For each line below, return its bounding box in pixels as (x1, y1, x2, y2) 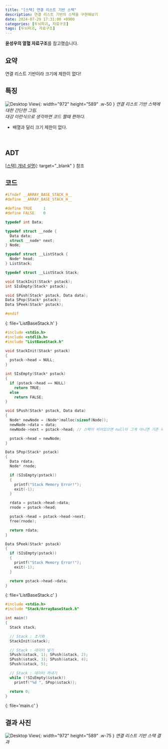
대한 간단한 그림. (5, 107, 37, 113)
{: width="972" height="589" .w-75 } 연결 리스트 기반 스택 (38, 732, 156, 739)
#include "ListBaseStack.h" (5, 339, 64, 344)
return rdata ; (9, 528, 39, 533)
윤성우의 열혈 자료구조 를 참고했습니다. (5, 41, 78, 47)
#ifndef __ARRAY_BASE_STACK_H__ (5, 192, 72, 197)
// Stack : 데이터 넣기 (9, 647, 54, 653)
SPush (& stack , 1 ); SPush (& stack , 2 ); (9, 652, 88, 657)
